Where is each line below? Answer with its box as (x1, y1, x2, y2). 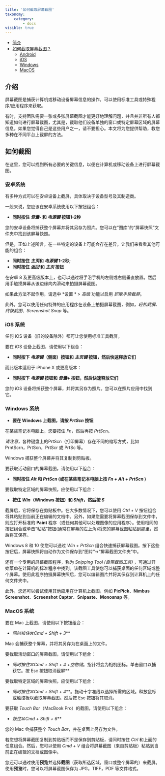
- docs (23, 21, 36, 26)
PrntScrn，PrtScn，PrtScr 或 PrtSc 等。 (5, 444, 86, 451)
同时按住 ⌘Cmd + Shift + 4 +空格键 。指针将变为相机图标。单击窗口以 (12, 661, 152, 667)
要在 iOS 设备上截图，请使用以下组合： (5, 344, 83, 350)
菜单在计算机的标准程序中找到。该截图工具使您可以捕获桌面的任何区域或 (9, 565, 156, 571)
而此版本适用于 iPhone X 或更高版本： (5, 365, 82, 371)
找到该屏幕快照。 (18, 231, 53, 237)
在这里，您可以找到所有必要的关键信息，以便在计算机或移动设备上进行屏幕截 (5, 161, 160, 167)
